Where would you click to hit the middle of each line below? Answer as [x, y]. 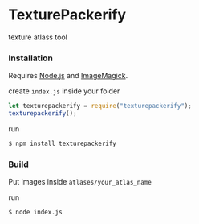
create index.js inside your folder [64, 91]
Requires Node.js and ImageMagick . [68, 76]
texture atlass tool [38, 37]
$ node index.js [35, 212]
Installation [31, 58]
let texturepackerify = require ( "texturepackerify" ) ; [100, 106]
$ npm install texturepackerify [62, 143]
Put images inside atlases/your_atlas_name [80, 182]
